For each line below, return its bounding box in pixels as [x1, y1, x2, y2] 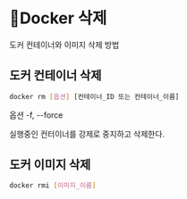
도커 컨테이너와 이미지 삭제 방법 [9, 39, 120, 50]
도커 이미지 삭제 [9, 157, 91, 172]
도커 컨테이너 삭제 [9, 68, 102, 83]
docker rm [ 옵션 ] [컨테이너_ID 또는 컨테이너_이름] [9, 92, 180, 101]
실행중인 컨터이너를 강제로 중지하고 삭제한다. [9, 129, 166, 139]
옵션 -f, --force [9, 109, 64, 120]
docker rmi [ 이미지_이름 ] [9, 181, 97, 190]
